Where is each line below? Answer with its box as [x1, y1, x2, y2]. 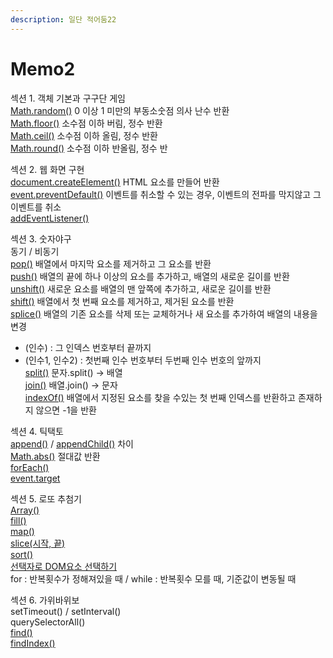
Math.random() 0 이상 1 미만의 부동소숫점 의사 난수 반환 [10, 104, 230, 116]
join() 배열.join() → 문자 [24, 379, 118, 391]
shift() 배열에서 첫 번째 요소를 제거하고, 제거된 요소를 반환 [10, 295, 235, 307]
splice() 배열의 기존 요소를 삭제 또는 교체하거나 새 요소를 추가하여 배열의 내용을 [10, 307, 318, 320]
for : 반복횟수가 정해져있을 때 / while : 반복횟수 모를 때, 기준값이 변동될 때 [10, 572, 297, 585]
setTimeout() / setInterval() [10, 605, 122, 617]
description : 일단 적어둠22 [10, 14, 117, 25]
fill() [10, 514, 27, 526]
